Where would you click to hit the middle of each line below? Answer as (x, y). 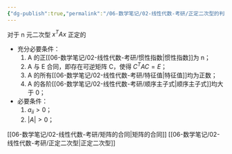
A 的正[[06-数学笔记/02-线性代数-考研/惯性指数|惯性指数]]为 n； (119, 58)
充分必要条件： (38, 49)
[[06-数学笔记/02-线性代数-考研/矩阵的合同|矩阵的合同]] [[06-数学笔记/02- (114, 134)
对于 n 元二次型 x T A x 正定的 (47, 34)
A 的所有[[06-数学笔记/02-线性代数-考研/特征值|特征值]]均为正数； (122, 75)
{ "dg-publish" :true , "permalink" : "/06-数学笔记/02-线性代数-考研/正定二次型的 (113, 13)
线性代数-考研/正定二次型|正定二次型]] (61, 143)
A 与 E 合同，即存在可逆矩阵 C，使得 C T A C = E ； (97, 66)
